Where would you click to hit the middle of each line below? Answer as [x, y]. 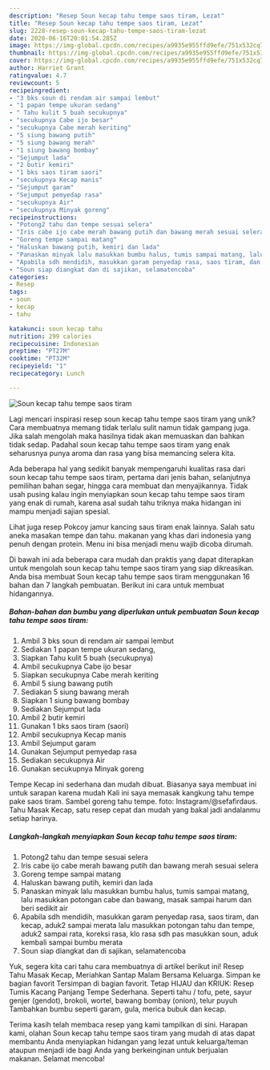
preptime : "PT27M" [40, 351]
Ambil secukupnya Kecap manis [73, 734]
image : [20, 46]
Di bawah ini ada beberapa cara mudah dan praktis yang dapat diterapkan [131, 559]
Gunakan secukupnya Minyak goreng [82, 768]
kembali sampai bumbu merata [72, 942]
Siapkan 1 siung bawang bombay [75, 700]
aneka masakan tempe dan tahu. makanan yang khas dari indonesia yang [130, 535]
